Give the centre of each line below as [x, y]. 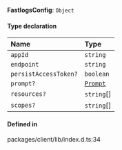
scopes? [23, 106]
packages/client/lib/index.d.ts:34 [54, 140]
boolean [97, 74]
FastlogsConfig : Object [41, 10]
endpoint [25, 65]
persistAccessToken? [44, 74]
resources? [28, 94]
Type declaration [32, 26]
